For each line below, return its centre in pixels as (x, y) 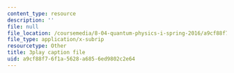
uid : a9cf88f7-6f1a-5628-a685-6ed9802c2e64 (71, 59)
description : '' (31, 20)
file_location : (29, 33)
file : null (23, 26)
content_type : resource (42, 14)
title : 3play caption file (46, 53)
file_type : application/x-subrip (56, 40)
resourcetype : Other (37, 46)
